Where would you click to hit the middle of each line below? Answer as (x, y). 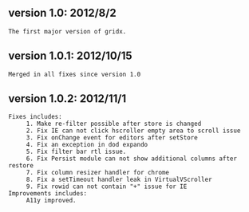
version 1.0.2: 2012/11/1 (67, 99)
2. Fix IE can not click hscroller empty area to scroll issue (133, 131)
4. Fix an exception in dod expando (87, 145)
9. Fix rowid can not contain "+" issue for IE (107, 186)
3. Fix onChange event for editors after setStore (112, 138)
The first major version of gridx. (67, 31)
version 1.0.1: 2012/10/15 (71, 56)
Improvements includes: (48, 194)
